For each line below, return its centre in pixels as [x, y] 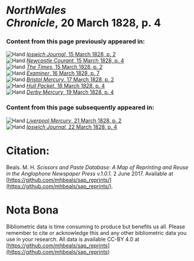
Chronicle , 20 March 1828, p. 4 [84, 23]
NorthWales [36, 10]
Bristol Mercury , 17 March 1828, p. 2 [70, 79]
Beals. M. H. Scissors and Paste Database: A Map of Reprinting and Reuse [97, 167]
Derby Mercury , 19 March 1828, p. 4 [70, 92]
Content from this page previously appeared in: [75, 42]
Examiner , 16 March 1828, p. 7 [63, 73]
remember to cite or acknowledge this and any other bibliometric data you [96, 233]
